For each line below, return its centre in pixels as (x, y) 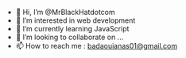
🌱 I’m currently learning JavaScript (72, 29)
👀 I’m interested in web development (76, 20)
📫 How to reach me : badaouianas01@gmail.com (96, 46)
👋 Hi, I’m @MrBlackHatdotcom (65, 12)
